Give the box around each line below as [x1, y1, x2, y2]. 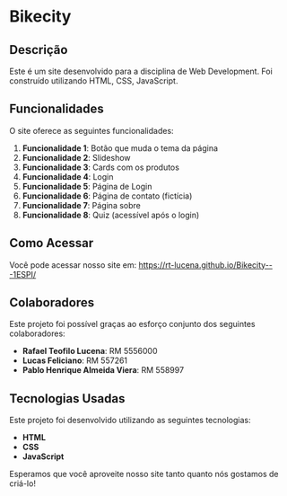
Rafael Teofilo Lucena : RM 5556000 [22, 346, 159, 357]
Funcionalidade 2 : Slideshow [22, 152, 132, 163]
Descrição [9, 42, 68, 58]
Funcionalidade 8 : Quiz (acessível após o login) [22, 209, 200, 220]
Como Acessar [9, 235, 94, 251]
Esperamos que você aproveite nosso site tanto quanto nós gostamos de [9, 469, 279, 480]
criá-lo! [9, 478, 36, 489]
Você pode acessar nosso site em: [9, 259, 137, 270]
